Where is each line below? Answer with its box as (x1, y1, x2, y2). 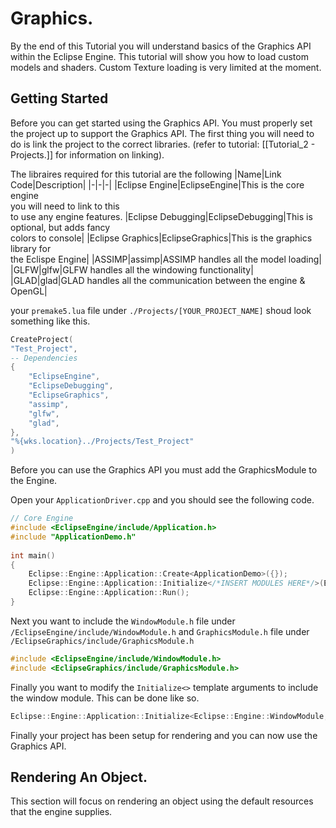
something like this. (10, 315, 91, 327)
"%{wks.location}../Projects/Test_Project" (10, 437, 195, 447)
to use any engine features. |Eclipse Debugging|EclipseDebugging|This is (10, 210, 313, 222)
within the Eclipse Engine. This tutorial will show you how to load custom (10, 50, 309, 62)
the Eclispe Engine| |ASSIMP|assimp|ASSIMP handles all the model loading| (10, 253, 322, 265)
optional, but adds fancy (10, 221, 111, 233)
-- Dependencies (10, 353, 78, 363)
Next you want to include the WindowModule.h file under (10, 615, 236, 627)
